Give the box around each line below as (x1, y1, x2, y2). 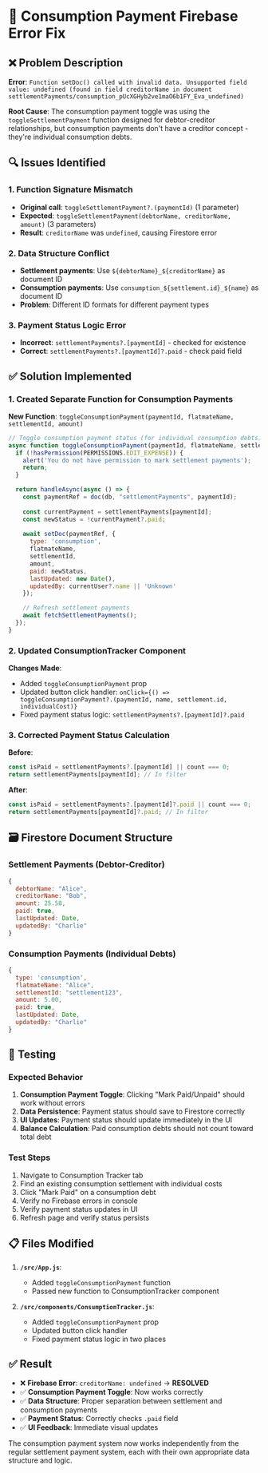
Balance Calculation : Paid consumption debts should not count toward (19, 1124, 254, 1134)
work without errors (19, 1098, 85, 1108)
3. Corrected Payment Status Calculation (8, 730, 170, 741)
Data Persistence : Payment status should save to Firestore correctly (19, 1106, 246, 1117)
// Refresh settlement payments (22, 604, 130, 612)
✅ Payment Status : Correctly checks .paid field (19, 1414, 179, 1423)
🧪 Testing (8, 1048, 57, 1062)
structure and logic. (8, 1455, 73, 1465)
